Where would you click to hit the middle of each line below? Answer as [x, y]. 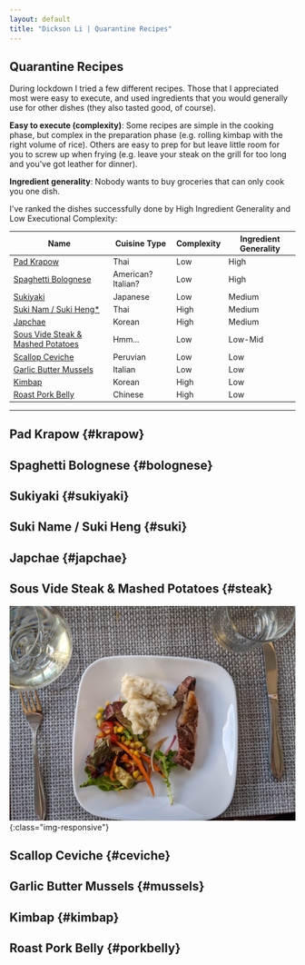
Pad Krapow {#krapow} [77, 435]
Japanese [131, 296]
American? [133, 274]
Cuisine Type [140, 244]
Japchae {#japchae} [69, 557]
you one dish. [35, 192]
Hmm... [126, 339]
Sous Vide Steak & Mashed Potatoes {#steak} [141, 589]
